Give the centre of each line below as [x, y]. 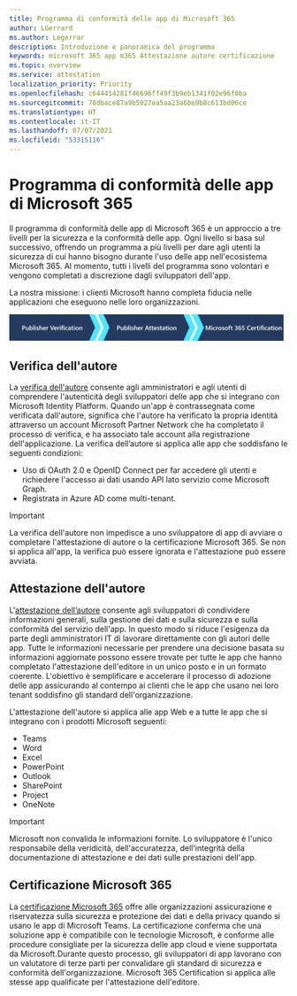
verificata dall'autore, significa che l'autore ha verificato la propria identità [144, 415]
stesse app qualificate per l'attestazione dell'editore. [105, 982]
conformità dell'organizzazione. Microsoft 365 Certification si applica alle [142, 972]
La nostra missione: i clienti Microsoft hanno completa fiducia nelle [131, 292]
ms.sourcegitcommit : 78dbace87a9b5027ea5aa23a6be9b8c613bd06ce [128, 103]
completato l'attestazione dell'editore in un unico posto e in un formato [138, 666]
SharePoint [42, 785]
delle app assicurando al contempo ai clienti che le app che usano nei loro [144, 685]
